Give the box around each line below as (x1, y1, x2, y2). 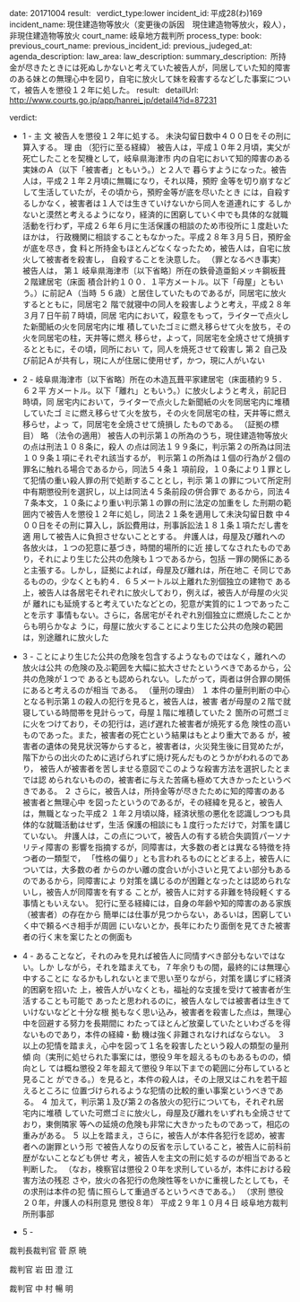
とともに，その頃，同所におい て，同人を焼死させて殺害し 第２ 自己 (30, 344, 279, 354)
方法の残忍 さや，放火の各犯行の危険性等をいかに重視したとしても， (30, 1175, 283, 1185)
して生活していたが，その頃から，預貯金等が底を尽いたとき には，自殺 (21, 187, 283, 197)
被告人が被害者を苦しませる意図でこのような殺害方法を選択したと (39, 764, 284, 773)
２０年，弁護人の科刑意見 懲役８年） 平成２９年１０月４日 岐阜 (21, 1197, 257, 1208)
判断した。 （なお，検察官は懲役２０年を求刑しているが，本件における (21, 1164, 284, 1174)
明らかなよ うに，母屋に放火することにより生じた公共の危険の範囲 (38, 621, 284, 631)
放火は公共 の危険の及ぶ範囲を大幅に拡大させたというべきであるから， (21, 662, 284, 673)
